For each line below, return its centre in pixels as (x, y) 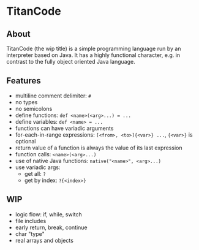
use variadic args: (38, 167)
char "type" (30, 233)
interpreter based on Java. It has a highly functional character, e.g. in (93, 55)
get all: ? (35, 173)
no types (26, 102)
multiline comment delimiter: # (53, 96)
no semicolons (34, 108)
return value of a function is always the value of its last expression (99, 148)
